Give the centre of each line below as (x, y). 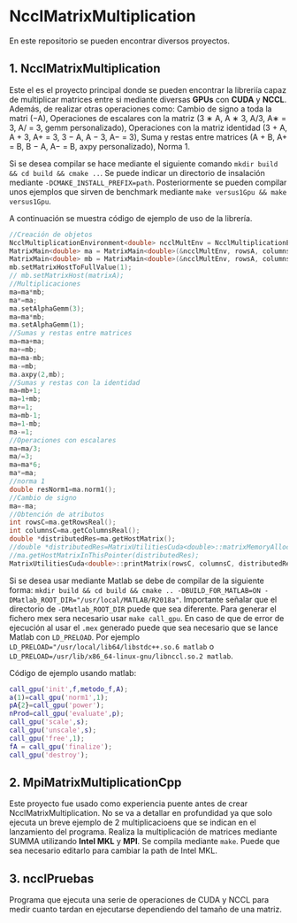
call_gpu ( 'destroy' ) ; (49, 755)
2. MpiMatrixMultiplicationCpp (95, 782)
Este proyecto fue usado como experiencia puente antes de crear (129, 804)
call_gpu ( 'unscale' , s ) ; (53, 730)
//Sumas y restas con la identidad (75, 382)
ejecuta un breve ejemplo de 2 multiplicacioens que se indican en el (133, 823)
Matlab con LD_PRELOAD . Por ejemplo (74, 637)
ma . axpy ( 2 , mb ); (37, 374)
